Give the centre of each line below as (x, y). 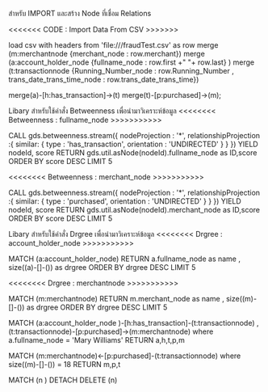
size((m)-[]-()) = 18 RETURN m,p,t (65, 364)
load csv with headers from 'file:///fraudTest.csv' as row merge (113, 45)
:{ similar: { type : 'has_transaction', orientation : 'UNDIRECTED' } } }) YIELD (133, 144)
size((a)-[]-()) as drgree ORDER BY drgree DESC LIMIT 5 (102, 267)
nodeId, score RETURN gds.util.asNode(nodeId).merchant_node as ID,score (134, 210)
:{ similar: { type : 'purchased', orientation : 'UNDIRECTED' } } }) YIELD (125, 201)
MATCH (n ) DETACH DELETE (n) (63, 380)
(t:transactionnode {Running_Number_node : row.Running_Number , (121, 71)
